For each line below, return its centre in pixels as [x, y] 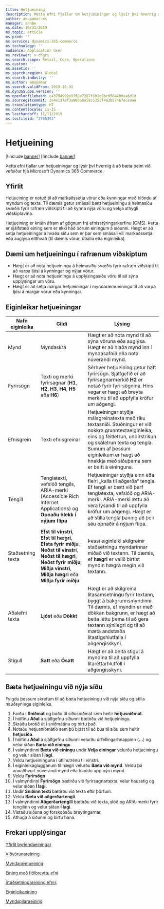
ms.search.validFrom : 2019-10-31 [39, 87]
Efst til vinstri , [57, 532]
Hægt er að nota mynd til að [119, 335]
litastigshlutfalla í [107, 637]
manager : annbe [21, 23]
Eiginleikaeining [21, 891]
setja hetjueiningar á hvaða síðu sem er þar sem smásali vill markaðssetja [79, 233]
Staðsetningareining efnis [31, 882]
